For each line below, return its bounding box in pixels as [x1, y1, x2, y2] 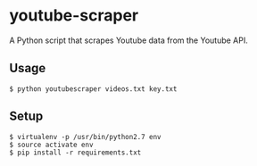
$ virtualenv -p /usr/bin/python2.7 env [9, 132, 162, 141]
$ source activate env [9, 140, 94, 149]
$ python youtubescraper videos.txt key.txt [9, 84, 178, 94]
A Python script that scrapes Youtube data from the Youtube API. [9, 35, 248, 46]
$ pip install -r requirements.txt [9, 148, 142, 157]
